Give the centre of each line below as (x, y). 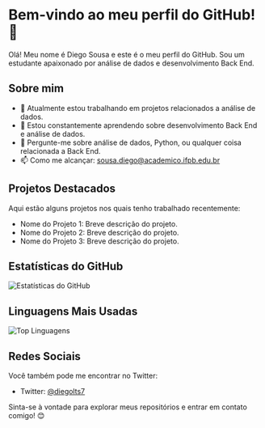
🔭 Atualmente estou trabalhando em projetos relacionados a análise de (138, 108)
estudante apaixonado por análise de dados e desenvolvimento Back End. (131, 63)
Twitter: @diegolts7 (53, 391)
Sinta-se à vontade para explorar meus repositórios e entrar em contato (128, 407)
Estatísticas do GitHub (66, 266)
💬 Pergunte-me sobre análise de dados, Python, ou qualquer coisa (131, 142)
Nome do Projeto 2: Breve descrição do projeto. (99, 232)
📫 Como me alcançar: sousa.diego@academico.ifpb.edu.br (120, 160)
